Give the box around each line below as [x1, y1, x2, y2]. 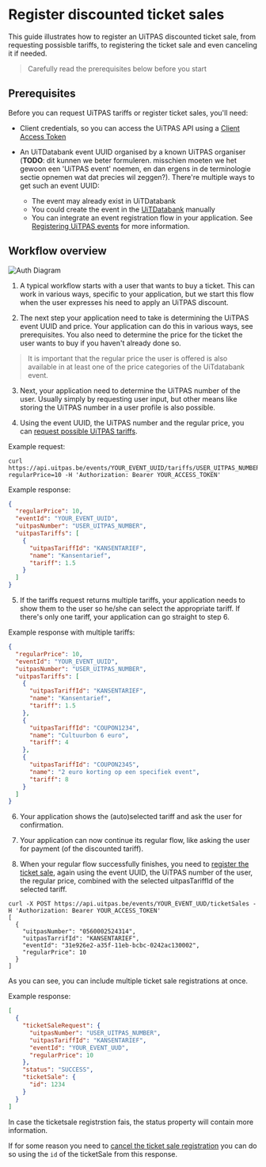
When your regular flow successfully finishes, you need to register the [19, 860, 249, 869]
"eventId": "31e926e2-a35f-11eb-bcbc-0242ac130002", [22, 941, 200, 950]
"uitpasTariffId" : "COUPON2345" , [28, 761, 140, 769]
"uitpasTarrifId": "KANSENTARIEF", [22, 935, 140, 943]
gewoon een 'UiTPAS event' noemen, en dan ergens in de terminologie [19, 164, 251, 174]
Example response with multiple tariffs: [8, 627, 135, 637]
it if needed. [8, 48, 47, 58]
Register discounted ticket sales [8, 6, 225, 24]
